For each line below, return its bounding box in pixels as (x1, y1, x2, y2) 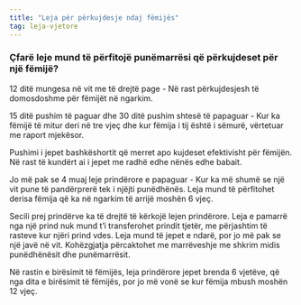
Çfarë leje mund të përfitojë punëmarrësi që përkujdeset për (9, 51, 278, 64)
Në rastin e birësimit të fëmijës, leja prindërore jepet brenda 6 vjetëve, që (9, 266, 280, 277)
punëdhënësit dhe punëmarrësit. (9, 249, 131, 260)
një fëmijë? (9, 62, 59, 75)
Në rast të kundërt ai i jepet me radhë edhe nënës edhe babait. (9, 156, 242, 167)
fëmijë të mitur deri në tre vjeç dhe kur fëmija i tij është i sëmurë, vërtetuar (9, 119, 284, 131)
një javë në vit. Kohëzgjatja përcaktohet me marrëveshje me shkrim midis (9, 239, 281, 250)
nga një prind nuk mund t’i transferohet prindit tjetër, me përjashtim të (9, 220, 268, 231)
